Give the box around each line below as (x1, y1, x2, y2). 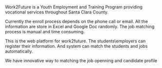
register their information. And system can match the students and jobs (5, 43, 148, 49)
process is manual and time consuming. (5, 29, 85, 34)
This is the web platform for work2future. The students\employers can (5, 38, 146, 44)
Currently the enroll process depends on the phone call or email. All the (5, 19, 148, 24)
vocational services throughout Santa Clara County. (5, 9, 108, 15)
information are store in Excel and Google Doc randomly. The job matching (5, 24, 155, 29)
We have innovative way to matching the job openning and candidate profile (5, 58, 158, 63)
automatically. (5, 48, 33, 54)
